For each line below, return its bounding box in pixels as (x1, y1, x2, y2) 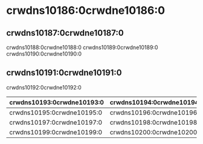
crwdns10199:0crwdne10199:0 (9, 128, 103, 136)
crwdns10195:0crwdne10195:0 (9, 108, 103, 117)
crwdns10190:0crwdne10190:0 (6, 50, 82, 57)
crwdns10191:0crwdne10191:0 (6, 68, 122, 78)
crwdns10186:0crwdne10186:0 (6, 4, 165, 18)
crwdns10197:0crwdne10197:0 (9, 118, 103, 126)
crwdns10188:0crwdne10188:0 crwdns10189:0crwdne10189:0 (6, 44, 158, 51)
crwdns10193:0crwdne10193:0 (9, 98, 105, 106)
